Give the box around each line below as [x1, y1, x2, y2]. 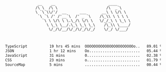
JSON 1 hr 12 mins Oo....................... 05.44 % [5, 48, 163, 53]
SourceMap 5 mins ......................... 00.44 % [5, 62, 163, 67]
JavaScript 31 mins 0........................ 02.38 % [5, 53, 163, 58]
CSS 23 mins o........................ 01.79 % [5, 57, 163, 63]
